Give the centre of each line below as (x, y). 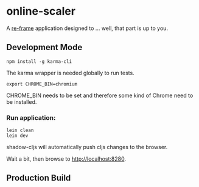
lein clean (20, 130)
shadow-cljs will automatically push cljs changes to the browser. (87, 147)
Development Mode (44, 47)
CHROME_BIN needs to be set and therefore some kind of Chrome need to (100, 95)
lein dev (17, 136)
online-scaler (41, 11)
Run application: (31, 117)
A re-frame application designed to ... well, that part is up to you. (87, 28)
